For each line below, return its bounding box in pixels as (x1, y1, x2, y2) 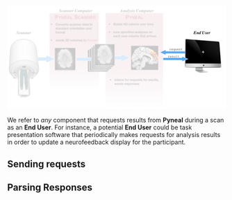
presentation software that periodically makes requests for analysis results (7, 131, 221, 139)
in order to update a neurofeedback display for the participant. (7, 138, 186, 147)
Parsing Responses (7, 181, 92, 193)
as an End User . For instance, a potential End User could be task (7, 123, 192, 131)
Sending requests (7, 158, 86, 170)
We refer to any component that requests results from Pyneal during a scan (7, 116, 224, 125)
